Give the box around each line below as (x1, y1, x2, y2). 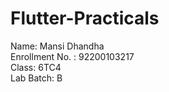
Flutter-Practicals (10, 7, 160, 30)
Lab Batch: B (10, 72, 63, 84)
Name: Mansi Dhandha (10, 40, 105, 52)
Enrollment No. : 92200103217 (10, 50, 135, 62)
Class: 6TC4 (10, 61, 62, 73)
